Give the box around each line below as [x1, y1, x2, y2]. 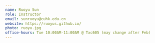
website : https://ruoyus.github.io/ [5, 21, 81, 26]
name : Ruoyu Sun [5, 7, 39, 12]
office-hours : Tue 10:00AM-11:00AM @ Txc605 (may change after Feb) [5, 30, 151, 35]
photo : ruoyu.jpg [5, 26, 41, 31]
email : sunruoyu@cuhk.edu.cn [5, 16, 66, 21]
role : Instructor [5, 12, 41, 17]
